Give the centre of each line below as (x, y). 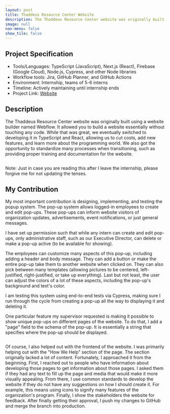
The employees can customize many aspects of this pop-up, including (79, 254)
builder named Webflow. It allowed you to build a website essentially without (85, 127)
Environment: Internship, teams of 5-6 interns (60, 82)
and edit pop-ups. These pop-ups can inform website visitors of (72, 212)
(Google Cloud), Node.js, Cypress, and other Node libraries (74, 72)
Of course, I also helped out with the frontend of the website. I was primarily (85, 347)
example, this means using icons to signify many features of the (72, 390)
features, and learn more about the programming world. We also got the (80, 143)
